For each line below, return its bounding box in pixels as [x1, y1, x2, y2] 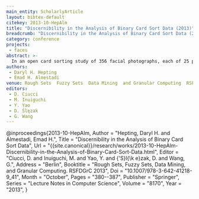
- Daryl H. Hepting [8, 69, 57, 75]
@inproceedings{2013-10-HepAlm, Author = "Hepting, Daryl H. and [6, 130, 171, 137]
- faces [8, 47, 28, 53]
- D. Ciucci [8, 91, 38, 97]
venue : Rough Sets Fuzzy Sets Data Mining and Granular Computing [6, 81, 182, 86]
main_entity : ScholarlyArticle [6, 8, 84, 15]
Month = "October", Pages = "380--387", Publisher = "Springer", [21, 174, 179, 181]
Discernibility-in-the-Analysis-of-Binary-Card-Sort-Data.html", [6, 149, 159, 156]
